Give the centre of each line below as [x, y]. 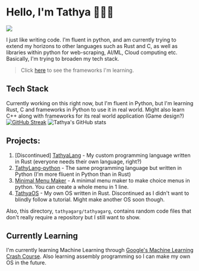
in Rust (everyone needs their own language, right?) [78, 161]
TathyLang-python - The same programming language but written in [98, 168]
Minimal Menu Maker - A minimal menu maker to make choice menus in [102, 180]
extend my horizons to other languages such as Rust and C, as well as [92, 46]
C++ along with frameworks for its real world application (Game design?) [95, 116]
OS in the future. [26, 263]
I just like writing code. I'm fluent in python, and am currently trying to [91, 40]
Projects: [23, 141]
